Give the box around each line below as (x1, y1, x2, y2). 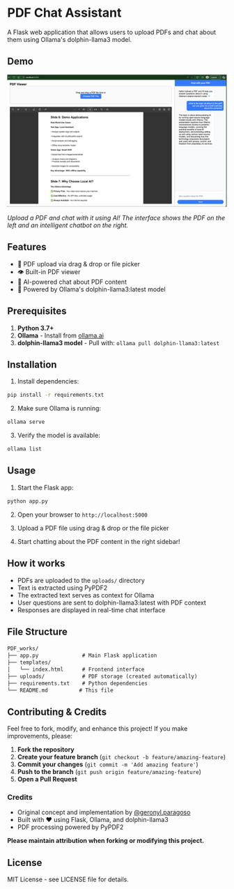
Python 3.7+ (17, 324, 54, 332)
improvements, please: (7, 732, 73, 740)
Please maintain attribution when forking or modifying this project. (7, 837, 204, 845)
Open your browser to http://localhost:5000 (17, 510, 148, 519)
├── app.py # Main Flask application (7, 652, 157, 660)
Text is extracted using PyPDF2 (17, 584, 108, 592)
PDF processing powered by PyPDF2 (17, 823, 124, 831)
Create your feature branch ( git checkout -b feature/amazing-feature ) (17, 753, 226, 761)
